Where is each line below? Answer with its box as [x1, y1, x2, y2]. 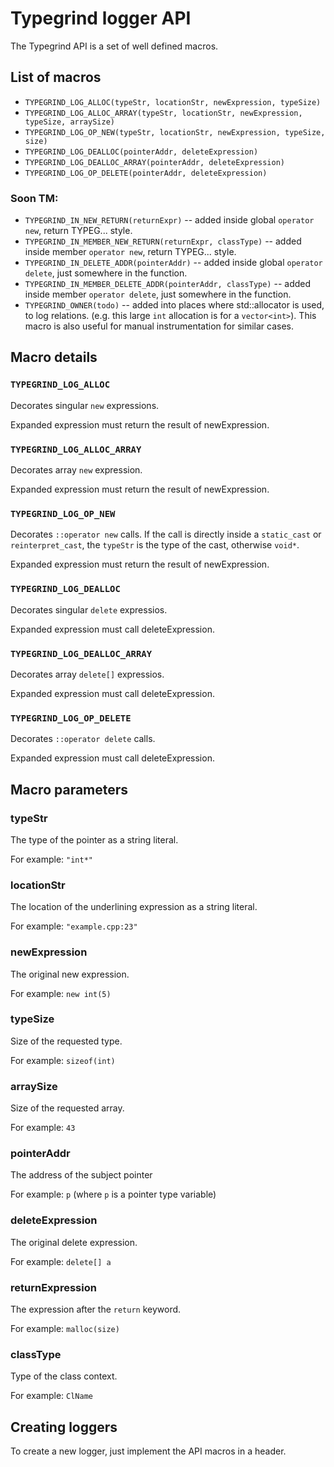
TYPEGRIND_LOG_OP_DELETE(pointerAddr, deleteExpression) [24, 168, 268, 178]
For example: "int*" [10, 853, 93, 865]
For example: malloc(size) [10, 1322, 120, 1334]
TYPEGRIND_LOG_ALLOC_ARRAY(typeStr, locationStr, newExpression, [24, 108, 303, 118]
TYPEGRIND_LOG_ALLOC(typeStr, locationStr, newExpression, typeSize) [24, 97, 322, 107]
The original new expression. [10, 968, 130, 980]
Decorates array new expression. [10, 464, 143, 476]
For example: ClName [10, 1390, 93, 1402]
